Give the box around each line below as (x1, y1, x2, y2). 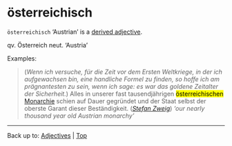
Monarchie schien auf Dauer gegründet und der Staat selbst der (23, 96, 206, 105)
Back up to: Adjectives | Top (7, 131, 88, 139)
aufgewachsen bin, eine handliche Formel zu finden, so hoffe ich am (23, 74, 220, 83)
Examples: (7, 54, 37, 63)
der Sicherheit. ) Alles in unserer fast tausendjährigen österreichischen (23, 90, 224, 98)
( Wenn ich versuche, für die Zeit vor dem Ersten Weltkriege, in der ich (23, 67, 223, 76)
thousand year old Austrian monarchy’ (23, 112, 135, 120)
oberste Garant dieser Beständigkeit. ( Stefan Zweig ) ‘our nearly (23, 104, 205, 112)
